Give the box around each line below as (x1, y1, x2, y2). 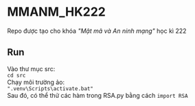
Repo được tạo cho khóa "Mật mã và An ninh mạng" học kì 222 (7, 27, 187, 35)
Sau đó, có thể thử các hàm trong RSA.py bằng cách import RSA (7, 91, 188, 99)
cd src (7, 72, 26, 79)
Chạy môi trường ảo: (7, 78, 65, 86)
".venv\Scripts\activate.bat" (7, 85, 94, 92)
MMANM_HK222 (7, 4, 106, 20)
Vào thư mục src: (7, 64, 56, 72)
